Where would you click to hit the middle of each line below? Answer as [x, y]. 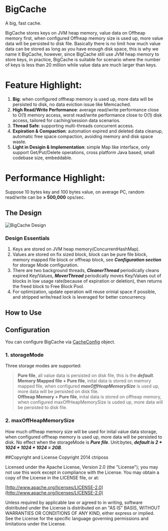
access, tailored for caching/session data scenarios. [66, 120]
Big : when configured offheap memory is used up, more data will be [83, 99]
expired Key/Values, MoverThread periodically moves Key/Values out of [87, 276]
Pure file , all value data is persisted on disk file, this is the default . [86, 375]
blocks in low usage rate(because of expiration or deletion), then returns [87, 281]
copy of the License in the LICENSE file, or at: [52, 477]
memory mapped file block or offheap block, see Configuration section [87, 259]
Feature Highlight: [44, 85]
